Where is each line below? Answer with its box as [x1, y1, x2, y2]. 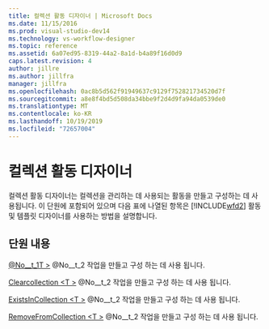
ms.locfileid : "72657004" [8, 125, 95, 133]
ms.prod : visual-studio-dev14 [8, 27, 111, 35]
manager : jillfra [8, 79, 67, 88]
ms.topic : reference [8, 42, 78, 50]
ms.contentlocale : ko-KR [8, 110, 92, 118]
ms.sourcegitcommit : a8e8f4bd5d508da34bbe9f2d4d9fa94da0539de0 [8, 95, 226, 103]
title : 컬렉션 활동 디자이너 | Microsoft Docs [8, 11, 153, 20]
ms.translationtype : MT [8, 102, 89, 110]
